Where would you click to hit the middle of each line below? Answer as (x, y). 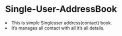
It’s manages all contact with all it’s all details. (58, 28)
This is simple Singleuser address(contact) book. (62, 23)
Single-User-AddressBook (61, 9)
